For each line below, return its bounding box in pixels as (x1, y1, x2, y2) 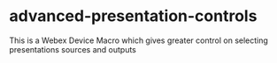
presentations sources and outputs (9, 44, 137, 54)
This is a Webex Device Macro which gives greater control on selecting (9, 35, 268, 45)
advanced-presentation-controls (9, 6, 258, 26)
